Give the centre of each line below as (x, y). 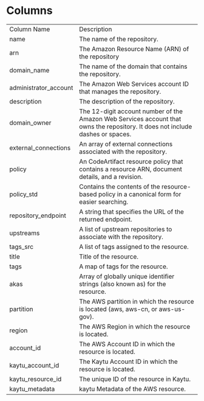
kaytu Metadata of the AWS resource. (132, 389)
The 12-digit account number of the (131, 111)
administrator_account (41, 88)
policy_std (24, 194)
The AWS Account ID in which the (127, 344)
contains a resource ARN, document (130, 169)
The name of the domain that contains (133, 66)
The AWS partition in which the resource (136, 301)
